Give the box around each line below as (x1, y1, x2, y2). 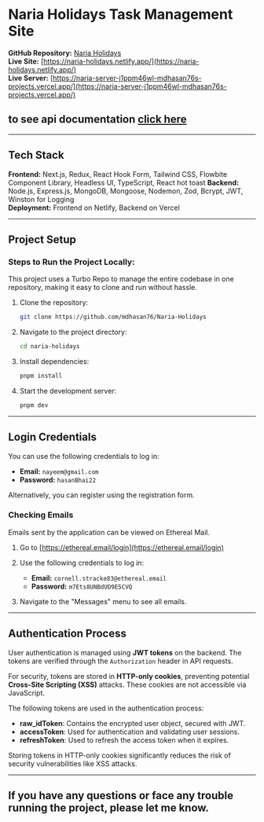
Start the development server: (19, 386, 117, 395)
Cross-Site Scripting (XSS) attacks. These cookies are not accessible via (8, 680, 247, 689)
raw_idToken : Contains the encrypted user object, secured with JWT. (19, 718, 246, 728)
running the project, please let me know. (8, 802, 210, 815)
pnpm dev (19, 401, 49, 409)
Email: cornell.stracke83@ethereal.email (31, 573, 167, 582)
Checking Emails (8, 509, 74, 520)
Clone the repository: (19, 298, 89, 307)
